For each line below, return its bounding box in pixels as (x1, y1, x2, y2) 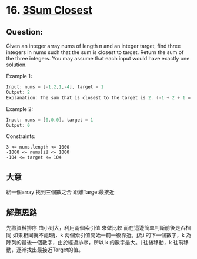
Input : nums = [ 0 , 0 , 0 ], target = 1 (6, 117, 94, 123)
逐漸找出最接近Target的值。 (16, 246, 84, 253)
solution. (6, 61, 28, 68)
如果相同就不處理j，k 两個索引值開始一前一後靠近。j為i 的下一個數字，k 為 (12, 231, 192, 238)
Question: (6, 27, 44, 37)
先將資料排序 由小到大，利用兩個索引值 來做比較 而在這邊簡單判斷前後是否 (6, 224, 186, 231)
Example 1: (6, 73, 32, 79)
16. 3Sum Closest (6, 4, 93, 17)
